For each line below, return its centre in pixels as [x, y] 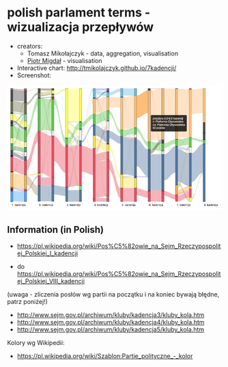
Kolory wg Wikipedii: [36, 343]
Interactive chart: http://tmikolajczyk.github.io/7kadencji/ [97, 68]
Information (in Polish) [56, 230]
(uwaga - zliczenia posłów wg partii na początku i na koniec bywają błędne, [113, 294]
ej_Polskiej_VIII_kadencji [51, 281]
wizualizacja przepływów [81, 27]
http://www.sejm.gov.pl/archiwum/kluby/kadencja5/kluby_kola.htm [111, 329]
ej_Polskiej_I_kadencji [47, 253]
